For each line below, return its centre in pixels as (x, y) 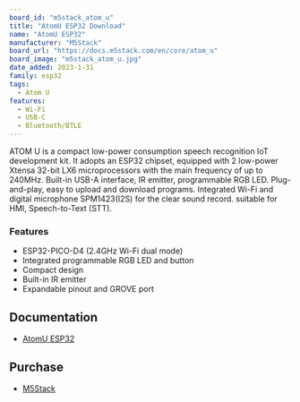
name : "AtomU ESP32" (48, 34)
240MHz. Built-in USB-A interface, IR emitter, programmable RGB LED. (139, 180)
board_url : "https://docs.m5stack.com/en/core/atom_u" (114, 51)
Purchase (37, 367)
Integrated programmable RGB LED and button (108, 261)
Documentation (54, 317)
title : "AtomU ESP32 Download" (68, 26)
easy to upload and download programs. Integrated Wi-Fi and (160, 189)
